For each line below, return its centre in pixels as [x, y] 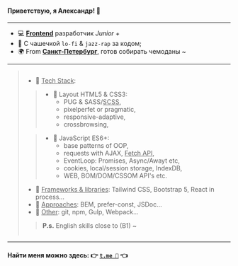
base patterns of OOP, [96, 146]
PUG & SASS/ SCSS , [92, 102]
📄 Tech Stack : [56, 81]
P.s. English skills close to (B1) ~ [89, 226]
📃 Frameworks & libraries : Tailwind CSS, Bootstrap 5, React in [125, 190]
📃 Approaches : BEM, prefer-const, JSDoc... [98, 204]
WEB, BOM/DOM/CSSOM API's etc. [115, 176]
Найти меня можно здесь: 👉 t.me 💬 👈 [68, 255]
